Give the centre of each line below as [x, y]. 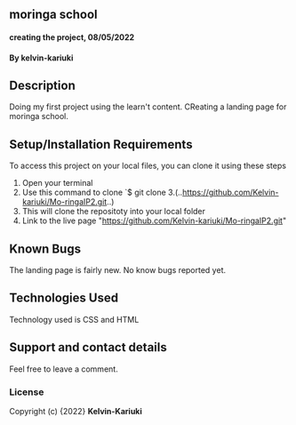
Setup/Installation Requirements [101, 144]
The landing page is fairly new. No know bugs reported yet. [118, 270]
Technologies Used [64, 298]
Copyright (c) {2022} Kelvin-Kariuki [76, 411]
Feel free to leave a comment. [64, 369]
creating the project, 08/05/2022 [72, 37]
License [27, 392]
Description [42, 85]
